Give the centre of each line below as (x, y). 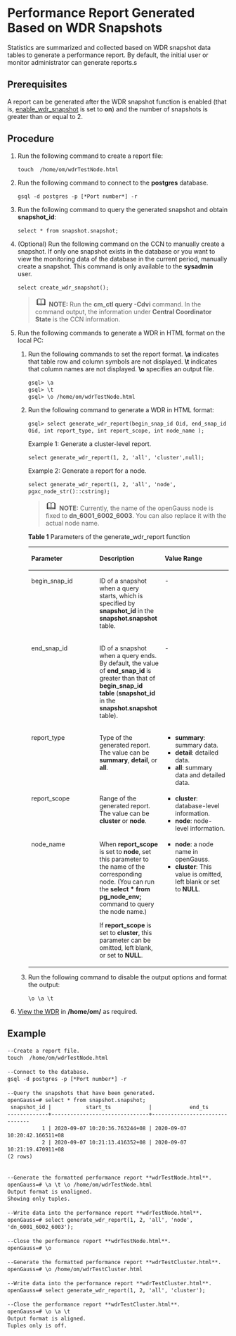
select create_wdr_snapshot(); (63, 287)
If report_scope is (125, 925)
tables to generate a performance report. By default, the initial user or (108, 55)
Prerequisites (37, 85)
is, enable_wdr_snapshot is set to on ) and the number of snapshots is (108, 109)
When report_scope (129, 844)
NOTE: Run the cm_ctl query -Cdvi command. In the (125, 304)
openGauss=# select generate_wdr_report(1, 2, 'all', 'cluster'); (106, 1290)
